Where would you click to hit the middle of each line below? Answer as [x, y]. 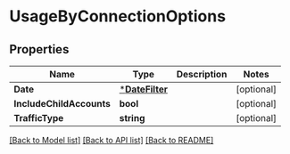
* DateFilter [143, 89]
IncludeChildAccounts [62, 104]
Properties [39, 49]
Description [202, 74]
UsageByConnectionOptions [117, 16]
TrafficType [39, 118]
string [132, 118]
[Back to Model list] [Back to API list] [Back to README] [112, 140]
